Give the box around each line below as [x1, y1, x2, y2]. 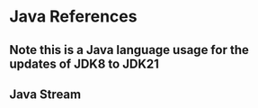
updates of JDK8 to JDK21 [9, 56, 160, 71]
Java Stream [9, 86, 82, 102]
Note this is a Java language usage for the [9, 42, 249, 58]
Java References [9, 6, 138, 27]
